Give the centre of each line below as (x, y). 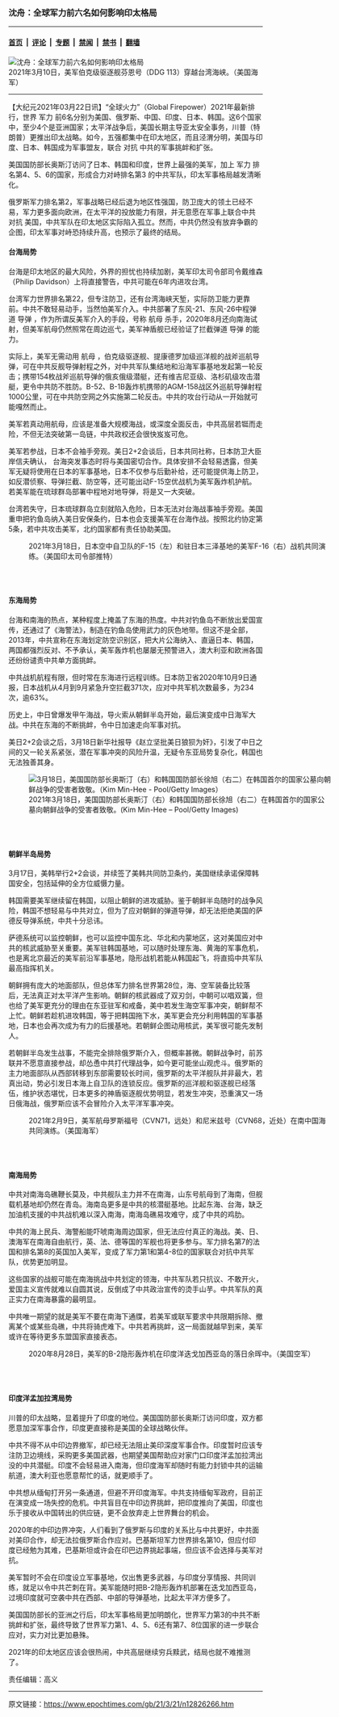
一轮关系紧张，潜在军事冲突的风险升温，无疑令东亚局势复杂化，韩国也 (146, 752)
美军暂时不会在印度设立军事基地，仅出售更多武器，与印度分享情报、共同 (128, 1577)
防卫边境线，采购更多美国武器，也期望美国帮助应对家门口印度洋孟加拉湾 (135, 1455)
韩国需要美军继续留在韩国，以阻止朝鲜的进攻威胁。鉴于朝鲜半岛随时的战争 (132, 900)
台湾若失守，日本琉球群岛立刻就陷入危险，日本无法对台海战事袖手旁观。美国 (136, 508)
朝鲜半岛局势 (29, 854)
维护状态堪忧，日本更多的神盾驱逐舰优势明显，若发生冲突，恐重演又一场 (142, 1094)
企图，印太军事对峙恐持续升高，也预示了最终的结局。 (97, 232)
